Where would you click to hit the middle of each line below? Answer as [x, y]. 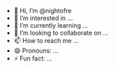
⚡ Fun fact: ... [33, 58]
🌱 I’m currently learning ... [51, 25]
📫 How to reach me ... [46, 41]
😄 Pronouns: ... [36, 51]
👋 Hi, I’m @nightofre [43, 11]
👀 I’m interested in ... [43, 18]
